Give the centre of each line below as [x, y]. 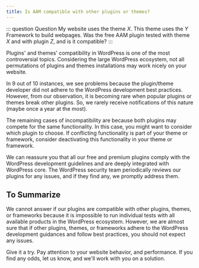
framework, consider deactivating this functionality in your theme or [89, 139]
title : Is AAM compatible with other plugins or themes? [78, 12]
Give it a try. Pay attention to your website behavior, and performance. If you [99, 252]
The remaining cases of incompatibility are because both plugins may [91, 120]
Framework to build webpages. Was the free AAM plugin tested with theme [98, 35]
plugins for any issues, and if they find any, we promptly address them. [93, 176]
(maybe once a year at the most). [47, 108]
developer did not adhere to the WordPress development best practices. [94, 89]
